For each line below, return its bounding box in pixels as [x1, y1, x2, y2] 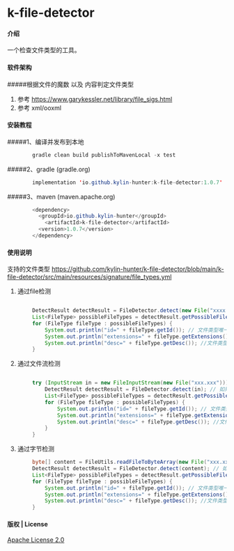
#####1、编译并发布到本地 [7, 137, 85, 146]
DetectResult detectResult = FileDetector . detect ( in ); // [44, 386, 217, 393]
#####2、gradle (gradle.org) [7, 165, 91, 173]
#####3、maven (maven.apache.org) [7, 192, 116, 201]
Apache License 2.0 [7, 536, 65, 544]
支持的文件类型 [7, 265, 50, 273]
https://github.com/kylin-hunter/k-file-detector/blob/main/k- [51, 265, 224, 273]
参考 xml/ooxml [17, 103, 61, 112]
